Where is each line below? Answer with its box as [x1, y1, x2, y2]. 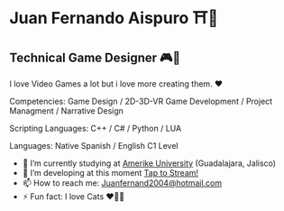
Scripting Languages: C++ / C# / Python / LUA [9, 123, 182, 133]
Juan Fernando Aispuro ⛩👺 [9, 8, 219, 29]
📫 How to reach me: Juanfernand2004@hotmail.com [22, 178, 223, 188]
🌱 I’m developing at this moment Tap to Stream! [22, 168, 199, 178]
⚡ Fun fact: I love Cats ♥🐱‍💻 [22, 191, 124, 202]
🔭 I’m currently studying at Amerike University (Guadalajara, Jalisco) [22, 158, 277, 169]
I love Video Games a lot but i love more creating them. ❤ [9, 78, 224, 89]
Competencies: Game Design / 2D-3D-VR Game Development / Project [9, 96, 273, 106]
